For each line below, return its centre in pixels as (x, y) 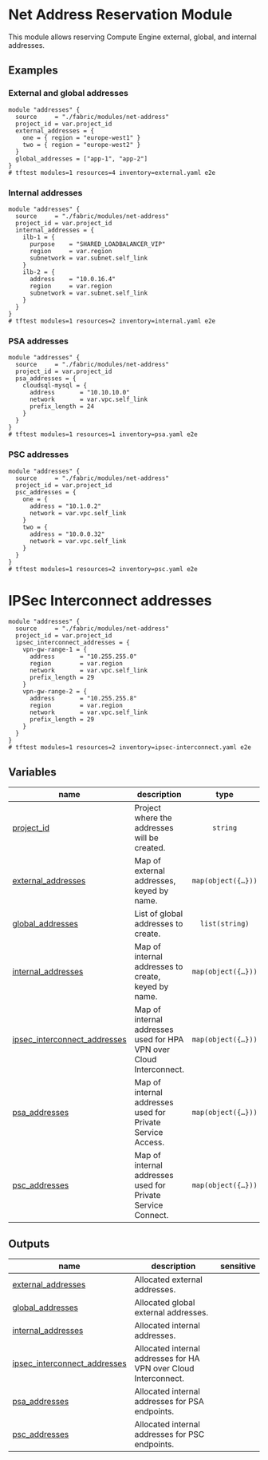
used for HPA (159, 1040)
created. (150, 848)
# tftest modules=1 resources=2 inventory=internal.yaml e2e (112, 321)
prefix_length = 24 (61, 407)
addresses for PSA (169, 1402)
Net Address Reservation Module (120, 15)
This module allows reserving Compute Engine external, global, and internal (132, 37)
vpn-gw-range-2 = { (55, 692)
